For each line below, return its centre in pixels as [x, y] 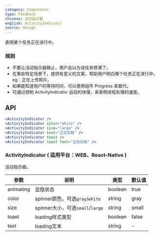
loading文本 [48, 226]
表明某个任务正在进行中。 [31, 43]
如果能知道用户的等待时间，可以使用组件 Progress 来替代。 [71, 86]
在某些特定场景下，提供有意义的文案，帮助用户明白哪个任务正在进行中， [85, 74]
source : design [20, 28]
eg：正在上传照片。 [32, 80]
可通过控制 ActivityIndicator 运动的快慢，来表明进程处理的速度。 [77, 92]
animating [19, 189]
